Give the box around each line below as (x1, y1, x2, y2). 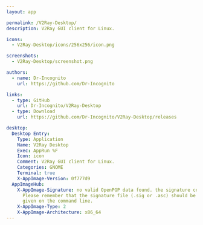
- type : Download (11, 108, 56, 115)
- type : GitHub (11, 97, 50, 103)
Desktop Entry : (11, 131, 50, 137)
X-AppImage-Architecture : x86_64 (17, 209, 101, 215)
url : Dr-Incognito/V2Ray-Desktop (17, 103, 101, 109)
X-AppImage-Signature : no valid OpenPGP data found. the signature (17, 187, 190, 193)
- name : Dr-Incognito (11, 75, 66, 81)
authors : (6, 70, 28, 76)
